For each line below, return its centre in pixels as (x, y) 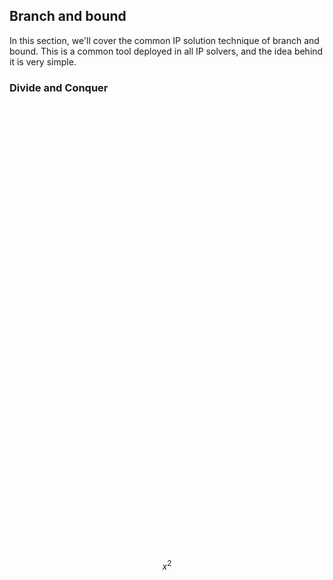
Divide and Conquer (59, 87)
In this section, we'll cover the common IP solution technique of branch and (164, 40)
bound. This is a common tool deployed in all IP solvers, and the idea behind (166, 51)
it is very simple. (43, 61)
